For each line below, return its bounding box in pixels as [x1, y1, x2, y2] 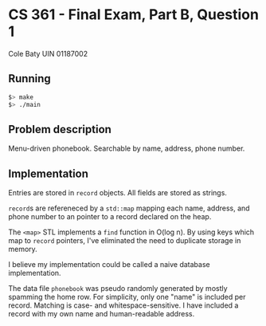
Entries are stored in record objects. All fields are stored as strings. [8, 188, 227, 198]
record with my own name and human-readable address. [8, 309, 195, 319]
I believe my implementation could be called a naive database [8, 260, 210, 269]
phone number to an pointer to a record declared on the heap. [8, 212, 212, 222]
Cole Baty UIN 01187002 [8, 49, 88, 58]
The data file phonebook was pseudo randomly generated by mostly [8, 284, 229, 293]
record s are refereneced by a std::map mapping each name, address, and [8, 203, 250, 213]
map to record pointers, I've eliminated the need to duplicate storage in [8, 236, 241, 245]
